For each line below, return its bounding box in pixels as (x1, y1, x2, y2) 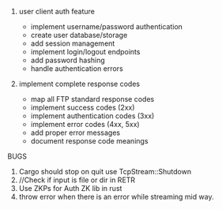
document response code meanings (30, 136, 149, 145)
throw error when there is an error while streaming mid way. (18, 192, 214, 201)
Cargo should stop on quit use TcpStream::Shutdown (18, 167, 191, 176)
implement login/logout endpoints (30, 47, 141, 56)
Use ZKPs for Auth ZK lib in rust (18, 184, 122, 192)
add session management (30, 39, 115, 48)
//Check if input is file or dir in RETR (18, 175, 136, 185)
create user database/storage (30, 31, 128, 39)
